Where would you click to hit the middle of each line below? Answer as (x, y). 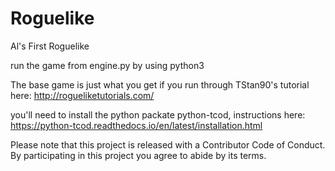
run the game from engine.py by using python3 (107, 65)
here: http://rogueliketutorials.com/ (82, 95)
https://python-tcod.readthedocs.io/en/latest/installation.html (136, 125)
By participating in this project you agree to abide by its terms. (138, 155)
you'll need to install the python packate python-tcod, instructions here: (158, 114)
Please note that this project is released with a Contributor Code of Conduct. (168, 144)
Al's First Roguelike (50, 46)
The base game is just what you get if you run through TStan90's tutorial (160, 84)
